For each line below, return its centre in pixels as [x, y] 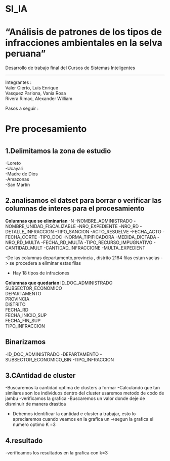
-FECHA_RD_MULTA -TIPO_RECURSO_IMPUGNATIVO [97, 242]
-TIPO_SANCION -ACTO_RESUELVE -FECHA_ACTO [108, 231]
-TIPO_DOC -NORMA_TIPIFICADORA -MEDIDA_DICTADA [97, 237]
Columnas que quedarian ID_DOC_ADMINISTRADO [59, 283]
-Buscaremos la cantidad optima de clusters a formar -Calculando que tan [83, 388]
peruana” [26, 54]
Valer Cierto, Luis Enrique [32, 88]
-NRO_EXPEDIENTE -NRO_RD [108, 226]
